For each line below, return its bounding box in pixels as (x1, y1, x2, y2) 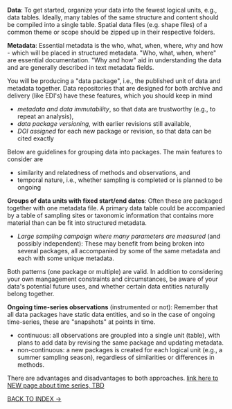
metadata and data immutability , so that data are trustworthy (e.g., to (17, 105, 216, 113)
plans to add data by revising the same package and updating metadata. (17, 338, 224, 347)
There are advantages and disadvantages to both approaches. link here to (7, 374, 219, 382)
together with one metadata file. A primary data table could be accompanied (7, 204, 225, 212)
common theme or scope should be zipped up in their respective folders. (7, 28, 215, 36)
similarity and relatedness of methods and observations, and (17, 169, 190, 176)
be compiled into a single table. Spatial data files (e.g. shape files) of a (7, 21, 208, 28)
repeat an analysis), (17, 112, 74, 120)
